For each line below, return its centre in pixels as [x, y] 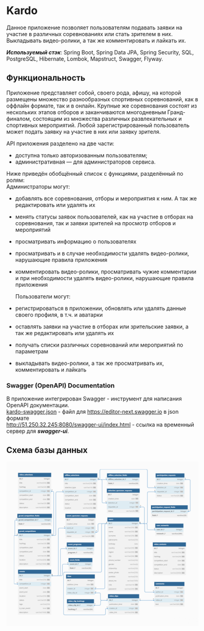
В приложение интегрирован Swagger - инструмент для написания [94, 399]
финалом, [19, 118]
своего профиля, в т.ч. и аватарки [59, 314]
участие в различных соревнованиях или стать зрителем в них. [90, 34]
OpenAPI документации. [38, 405]
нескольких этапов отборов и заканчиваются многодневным [86, 112]
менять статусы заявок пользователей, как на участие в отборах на [104, 217]
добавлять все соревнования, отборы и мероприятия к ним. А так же [106, 198]
